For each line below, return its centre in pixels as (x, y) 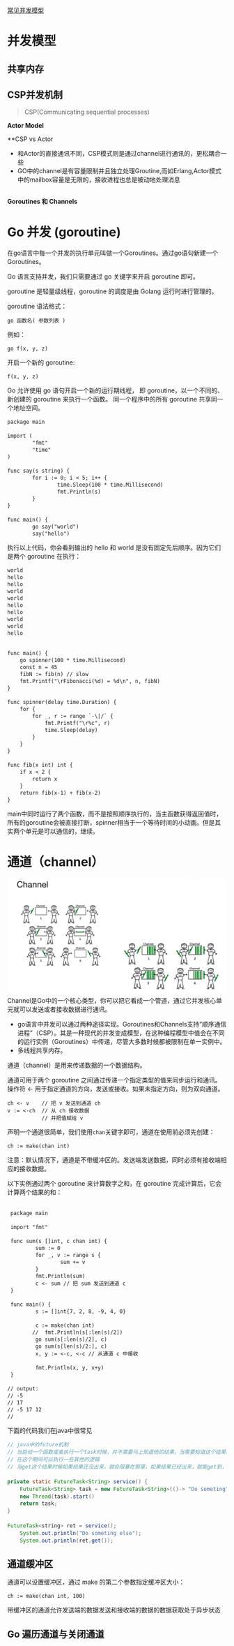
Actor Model (25, 126)
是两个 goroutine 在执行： (44, 556)
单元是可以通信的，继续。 (62, 831)
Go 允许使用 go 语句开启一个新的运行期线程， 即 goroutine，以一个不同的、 (116, 390)
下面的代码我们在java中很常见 (50, 1431)
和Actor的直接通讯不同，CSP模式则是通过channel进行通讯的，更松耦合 (119, 154)
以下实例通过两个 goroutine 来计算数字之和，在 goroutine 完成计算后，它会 (114, 1184)
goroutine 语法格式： (37, 306)
